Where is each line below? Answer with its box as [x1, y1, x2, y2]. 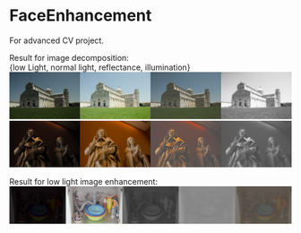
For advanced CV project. [9, 35, 105, 46]
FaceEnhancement [9, 5, 152, 26]
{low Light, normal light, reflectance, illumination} [9, 62, 191, 73]
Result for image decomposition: [9, 52, 130, 63]
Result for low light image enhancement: [9, 177, 159, 187]
